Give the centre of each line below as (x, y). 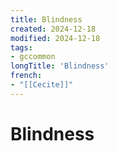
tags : (21, 47)
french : (26, 76)
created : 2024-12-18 (53, 29)
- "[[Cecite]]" (42, 85)
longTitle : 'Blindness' (60, 66)
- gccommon (33, 57)
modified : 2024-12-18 (55, 38)
